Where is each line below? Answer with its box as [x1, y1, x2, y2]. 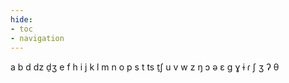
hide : [10, 14, 33, 25]
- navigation [10, 33, 65, 43]
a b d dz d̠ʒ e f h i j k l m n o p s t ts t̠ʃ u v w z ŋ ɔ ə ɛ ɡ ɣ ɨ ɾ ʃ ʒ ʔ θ [10, 61, 280, 73]
